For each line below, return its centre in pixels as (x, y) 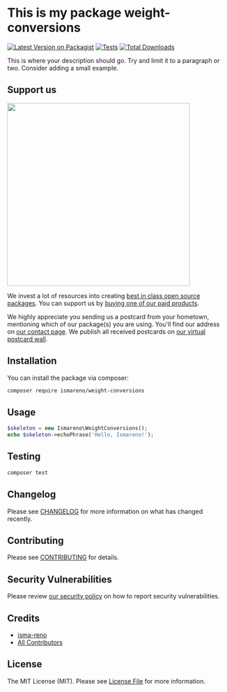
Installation (32, 361)
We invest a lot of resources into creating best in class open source (104, 295)
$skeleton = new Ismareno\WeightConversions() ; (78, 428)
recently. (20, 519)
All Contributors (40, 642)
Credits (24, 618)
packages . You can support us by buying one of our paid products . (103, 303)
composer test (28, 473)
